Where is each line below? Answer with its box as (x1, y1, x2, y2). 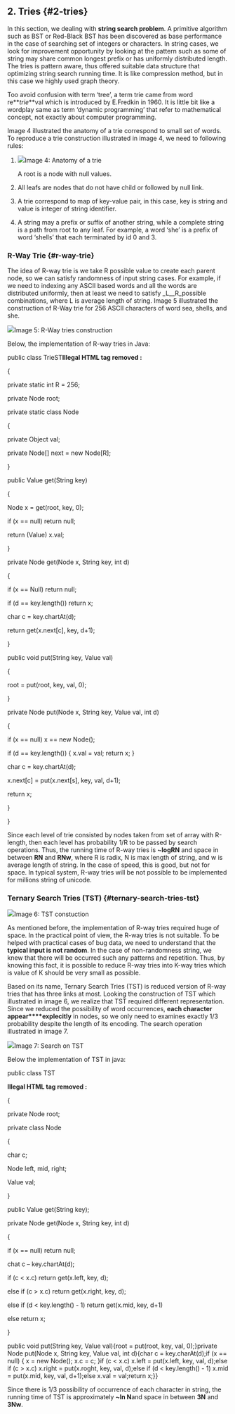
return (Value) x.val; (7, 531, 65, 539)
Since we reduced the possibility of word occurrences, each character (7, 1005, 213, 1013)
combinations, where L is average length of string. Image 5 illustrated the (7, 296, 219, 305)
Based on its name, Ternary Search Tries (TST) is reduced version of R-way (7, 982, 227, 991)
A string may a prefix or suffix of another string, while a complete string (17, 218, 224, 226)
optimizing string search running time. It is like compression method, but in (7, 69, 223, 77)
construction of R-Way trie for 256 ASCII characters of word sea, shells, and (7, 304, 227, 313)
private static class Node (7, 408, 79, 416)
